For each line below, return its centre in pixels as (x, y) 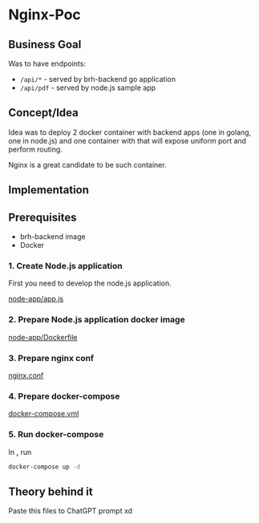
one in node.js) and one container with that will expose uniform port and (127, 140)
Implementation (49, 190)
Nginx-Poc (45, 15)
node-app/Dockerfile (43, 337)
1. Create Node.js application (65, 266)
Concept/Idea (43, 113)
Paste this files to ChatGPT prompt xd (71, 511)
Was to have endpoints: (47, 63)
